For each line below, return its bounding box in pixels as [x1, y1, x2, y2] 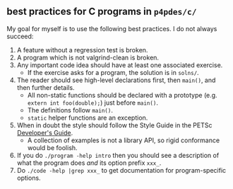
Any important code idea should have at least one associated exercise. [16, 60, 223, 69]
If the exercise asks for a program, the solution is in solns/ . [27, 68, 199, 76]
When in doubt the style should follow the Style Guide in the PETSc [16, 120, 213, 130]
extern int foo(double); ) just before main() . [27, 98, 158, 107]
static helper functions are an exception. [27, 113, 148, 122]
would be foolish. [27, 143, 78, 151]
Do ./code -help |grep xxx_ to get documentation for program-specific [16, 166, 227, 174]
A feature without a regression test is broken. [16, 45, 148, 54]
